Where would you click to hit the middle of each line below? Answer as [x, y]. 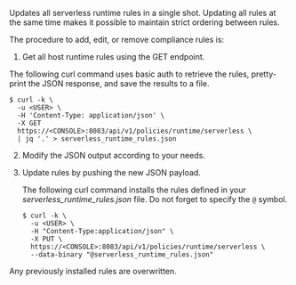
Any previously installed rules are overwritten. [93, 271]
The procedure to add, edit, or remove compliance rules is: [117, 40]
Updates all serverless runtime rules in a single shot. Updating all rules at [143, 13]
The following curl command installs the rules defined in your [134, 190]
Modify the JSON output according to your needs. [114, 155]
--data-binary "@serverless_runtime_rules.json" [122, 255]
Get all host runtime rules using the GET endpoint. [113, 57]
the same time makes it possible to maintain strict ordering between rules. [144, 22]
